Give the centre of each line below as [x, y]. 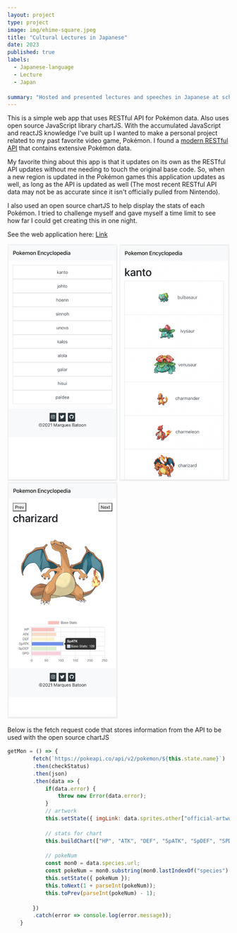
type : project [28, 22]
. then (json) [50, 774]
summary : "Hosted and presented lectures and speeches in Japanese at [113, 97]
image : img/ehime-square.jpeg [52, 30]
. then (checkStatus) [61, 766]
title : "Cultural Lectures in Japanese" [68, 38]
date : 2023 [23, 45]
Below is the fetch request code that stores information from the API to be [115, 730]
